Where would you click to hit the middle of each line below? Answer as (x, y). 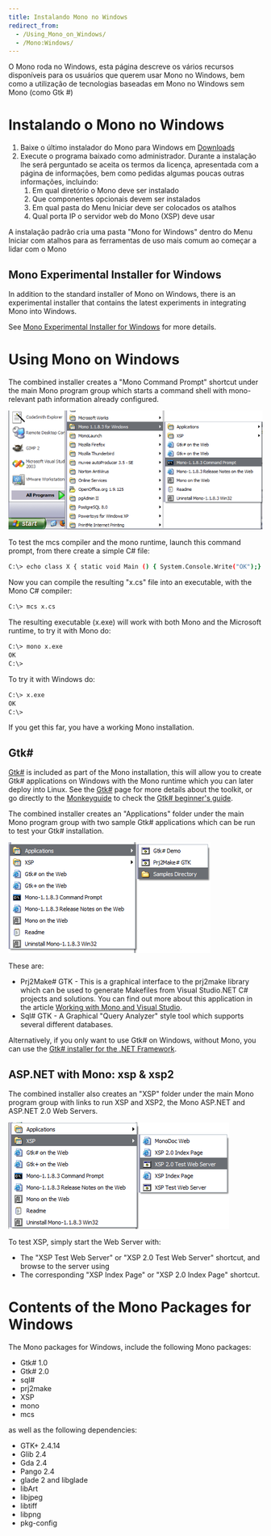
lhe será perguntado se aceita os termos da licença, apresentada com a (140, 165)
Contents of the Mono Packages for (130, 1308)
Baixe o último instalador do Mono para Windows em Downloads (127, 148)
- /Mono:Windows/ (45, 43)
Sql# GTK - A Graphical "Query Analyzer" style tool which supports (132, 1016)
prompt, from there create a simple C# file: (79, 551)
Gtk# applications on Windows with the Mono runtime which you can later (131, 781)
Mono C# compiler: (40, 591)
